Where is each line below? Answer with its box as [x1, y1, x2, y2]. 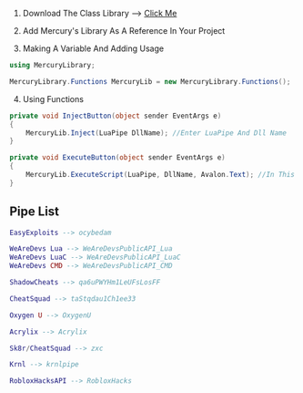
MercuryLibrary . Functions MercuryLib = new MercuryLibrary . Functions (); [9, 77, 291, 86]
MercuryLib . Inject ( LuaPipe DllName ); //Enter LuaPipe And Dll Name [25, 128, 287, 138]
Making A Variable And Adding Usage [22, 43, 165, 54]
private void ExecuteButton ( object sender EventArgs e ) [9, 153, 226, 162]
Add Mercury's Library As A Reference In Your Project [22, 26, 226, 36]
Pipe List [9, 204, 60, 220]
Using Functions [22, 93, 85, 104]
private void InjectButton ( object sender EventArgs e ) [9, 111, 222, 120]
